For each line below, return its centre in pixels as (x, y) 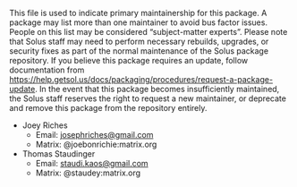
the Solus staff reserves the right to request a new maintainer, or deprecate (148, 98)
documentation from (47, 70)
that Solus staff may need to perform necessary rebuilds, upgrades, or (139, 41)
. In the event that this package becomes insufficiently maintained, (157, 89)
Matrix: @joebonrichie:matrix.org (96, 144)
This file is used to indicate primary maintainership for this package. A (138, 13)
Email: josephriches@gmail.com (94, 135)
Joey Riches (45, 125)
